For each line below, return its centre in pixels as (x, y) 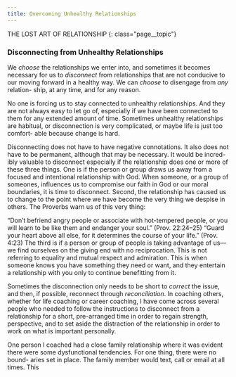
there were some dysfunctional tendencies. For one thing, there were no (112, 352)
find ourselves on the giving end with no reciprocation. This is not (112, 250)
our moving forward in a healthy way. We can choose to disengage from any (118, 82)
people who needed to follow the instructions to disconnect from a (104, 308)
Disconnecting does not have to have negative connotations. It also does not (118, 147)
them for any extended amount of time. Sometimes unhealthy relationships (115, 118)
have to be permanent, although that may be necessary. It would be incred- (117, 154)
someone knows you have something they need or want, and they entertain (117, 265)
